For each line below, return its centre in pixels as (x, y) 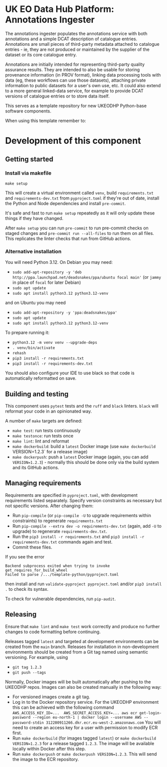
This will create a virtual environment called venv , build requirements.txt (80, 193)
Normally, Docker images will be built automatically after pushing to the (78, 682)
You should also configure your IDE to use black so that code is (70, 373)
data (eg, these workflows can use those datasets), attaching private (76, 80)
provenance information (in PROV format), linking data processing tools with (83, 75)
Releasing (21, 614)
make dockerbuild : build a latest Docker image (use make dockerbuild (84, 446)
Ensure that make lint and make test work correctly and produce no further (83, 626)
